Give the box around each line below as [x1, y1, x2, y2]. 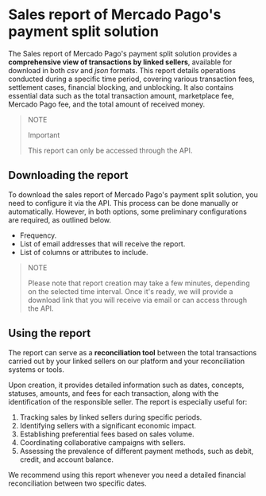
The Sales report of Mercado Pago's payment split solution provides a [8, 48, 237, 58]
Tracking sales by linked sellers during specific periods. [19, 412, 202, 422]
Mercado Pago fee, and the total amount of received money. [8, 99, 206, 109]
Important [27, 130, 60, 140]
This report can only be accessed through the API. [27, 145, 193, 155]
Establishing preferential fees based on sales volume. [19, 429, 195, 439]
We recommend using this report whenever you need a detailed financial [8, 470, 246, 479]
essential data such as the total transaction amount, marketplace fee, [8, 91, 234, 100]
